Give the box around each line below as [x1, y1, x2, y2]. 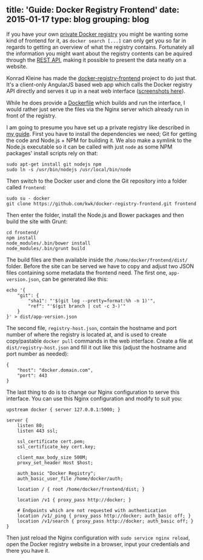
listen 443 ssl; [17, 428, 59, 434]
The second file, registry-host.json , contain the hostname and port [6, 324, 177, 331]
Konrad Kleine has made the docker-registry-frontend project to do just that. [6, 74, 197, 81]
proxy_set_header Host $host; [17, 459, 94, 466]
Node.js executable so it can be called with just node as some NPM [6, 143, 173, 150]
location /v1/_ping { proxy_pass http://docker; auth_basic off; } [17, 513, 191, 519]
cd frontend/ [6, 229, 39, 235]
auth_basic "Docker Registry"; [17, 470, 96, 476]
